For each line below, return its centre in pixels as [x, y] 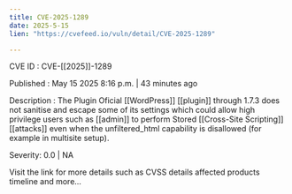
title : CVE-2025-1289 [49, 17]
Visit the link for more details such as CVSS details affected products [134, 172]
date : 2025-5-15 [39, 26]
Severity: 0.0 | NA [41, 155]
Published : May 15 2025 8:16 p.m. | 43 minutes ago [104, 84]
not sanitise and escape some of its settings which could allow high [132, 110]
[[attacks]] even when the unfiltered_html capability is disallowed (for [135, 129]
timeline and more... [46, 182]
